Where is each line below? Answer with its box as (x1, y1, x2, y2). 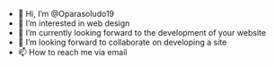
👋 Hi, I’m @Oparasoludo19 (17, 9, 115, 19)
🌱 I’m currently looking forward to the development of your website (17, 28, 267, 37)
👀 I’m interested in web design (17, 18, 130, 29)
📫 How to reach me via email (17, 47, 128, 57)
